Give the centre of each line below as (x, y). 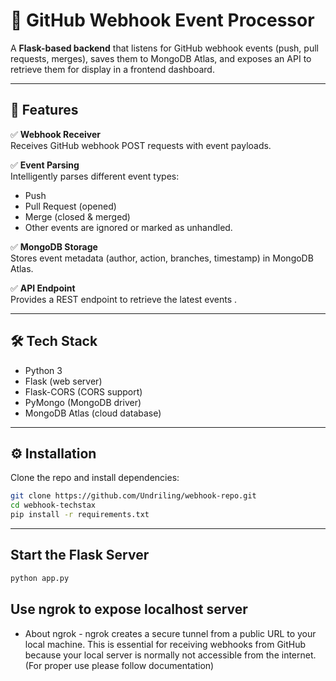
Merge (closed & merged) (77, 216)
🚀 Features (44, 110)
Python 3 (43, 370)
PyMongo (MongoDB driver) (83, 402)
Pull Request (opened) (70, 206)
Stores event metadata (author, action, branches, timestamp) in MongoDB (162, 258)
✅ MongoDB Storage (54, 246)
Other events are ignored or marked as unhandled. (128, 227)
